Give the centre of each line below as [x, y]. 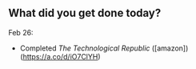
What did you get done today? [85, 13]
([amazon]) [170, 48]
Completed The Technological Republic [85, 48]
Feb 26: [21, 32]
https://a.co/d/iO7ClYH [60, 56]
